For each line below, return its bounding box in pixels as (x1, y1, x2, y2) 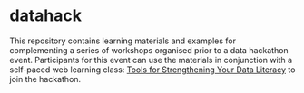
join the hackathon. (9, 73, 82, 84)
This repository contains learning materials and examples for (9, 35, 237, 46)
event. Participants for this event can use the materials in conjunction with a (9, 54, 293, 65)
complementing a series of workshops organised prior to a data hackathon (9, 44, 289, 55)
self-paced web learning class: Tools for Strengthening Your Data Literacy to (9, 64, 296, 75)
